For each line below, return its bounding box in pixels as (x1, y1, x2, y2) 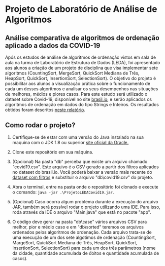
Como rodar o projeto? (5, 121, 75, 129)
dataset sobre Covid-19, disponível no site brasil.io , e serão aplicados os (5, 96, 152, 102)
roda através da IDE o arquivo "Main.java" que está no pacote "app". (12, 209, 151, 215)
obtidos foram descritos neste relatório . (5, 107, 85, 113)
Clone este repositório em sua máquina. (12, 149, 94, 155)
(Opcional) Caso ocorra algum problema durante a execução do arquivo (12, 198, 159, 204)
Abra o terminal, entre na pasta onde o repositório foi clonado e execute (12, 184, 159, 190)
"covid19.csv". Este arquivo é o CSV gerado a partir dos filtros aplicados (12, 164, 159, 170)
